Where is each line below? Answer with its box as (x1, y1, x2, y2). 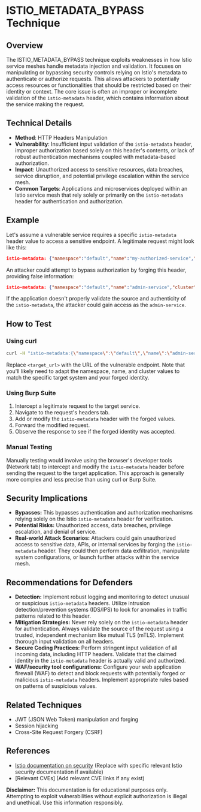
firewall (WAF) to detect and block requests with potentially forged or (14, 670, 185, 677)
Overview (6, 40, 44, 50)
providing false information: (6, 272, 74, 279)
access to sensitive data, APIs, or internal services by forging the (14, 541, 175, 548)
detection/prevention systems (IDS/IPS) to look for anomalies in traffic (14, 606, 187, 613)
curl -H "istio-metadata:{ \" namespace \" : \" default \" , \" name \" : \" (6, 350, 173, 357)
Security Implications (6, 493, 88, 503)
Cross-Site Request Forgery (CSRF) (14, 728, 103, 735)
